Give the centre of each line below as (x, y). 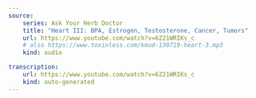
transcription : (34, 67)
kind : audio (42, 53)
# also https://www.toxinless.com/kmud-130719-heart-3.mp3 (123, 45)
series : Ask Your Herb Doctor (73, 23)
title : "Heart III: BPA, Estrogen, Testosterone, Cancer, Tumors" (136, 30)
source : (21, 16)
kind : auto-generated (58, 82)
